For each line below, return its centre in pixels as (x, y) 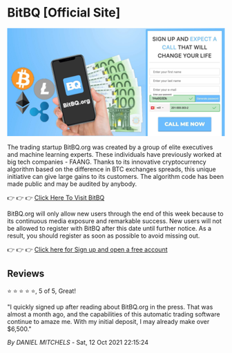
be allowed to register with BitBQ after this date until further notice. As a (109, 228)
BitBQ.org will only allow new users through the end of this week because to (115, 213)
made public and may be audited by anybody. (72, 184)
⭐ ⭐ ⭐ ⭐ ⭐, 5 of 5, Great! (41, 291)
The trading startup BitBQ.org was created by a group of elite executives (110, 147)
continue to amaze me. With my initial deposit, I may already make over (108, 321)
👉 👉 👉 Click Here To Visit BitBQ (56, 198)
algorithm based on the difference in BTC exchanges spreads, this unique (112, 169)
